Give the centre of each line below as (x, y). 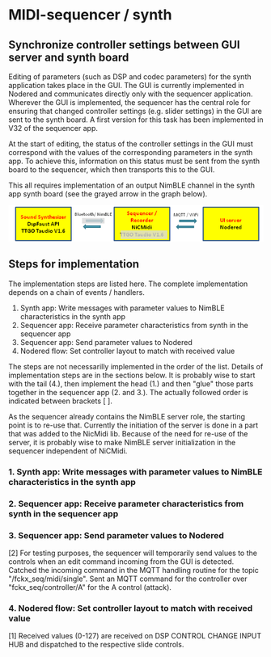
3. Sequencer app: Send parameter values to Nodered (116, 535)
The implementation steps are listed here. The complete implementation (128, 284)
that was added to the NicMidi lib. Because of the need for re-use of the (128, 433)
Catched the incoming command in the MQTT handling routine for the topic (133, 570)
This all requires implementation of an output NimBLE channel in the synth (132, 185)
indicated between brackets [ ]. (61, 401)
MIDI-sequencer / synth (90, 15)
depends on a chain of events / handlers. (77, 292)
